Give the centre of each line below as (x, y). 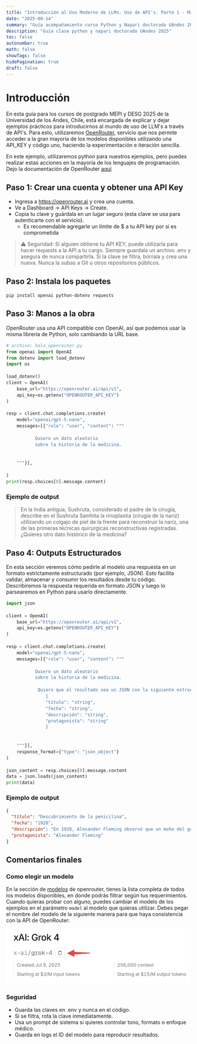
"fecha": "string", (69, 709)
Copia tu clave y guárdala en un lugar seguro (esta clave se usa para (97, 214)
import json (21, 603)
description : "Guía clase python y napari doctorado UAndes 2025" (89, 31)
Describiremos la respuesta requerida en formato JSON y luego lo (86, 585)
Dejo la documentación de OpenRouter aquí (59, 169)
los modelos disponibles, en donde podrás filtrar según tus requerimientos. (97, 896)
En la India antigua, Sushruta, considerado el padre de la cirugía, (98, 510)
